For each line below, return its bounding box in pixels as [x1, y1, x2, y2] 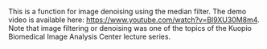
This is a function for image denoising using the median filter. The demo [8, 7, 247, 16]
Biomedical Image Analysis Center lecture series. [8, 32, 171, 41]
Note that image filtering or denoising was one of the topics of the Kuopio [8, 24, 252, 32]
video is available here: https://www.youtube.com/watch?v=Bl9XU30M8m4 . [8, 15, 260, 24]
